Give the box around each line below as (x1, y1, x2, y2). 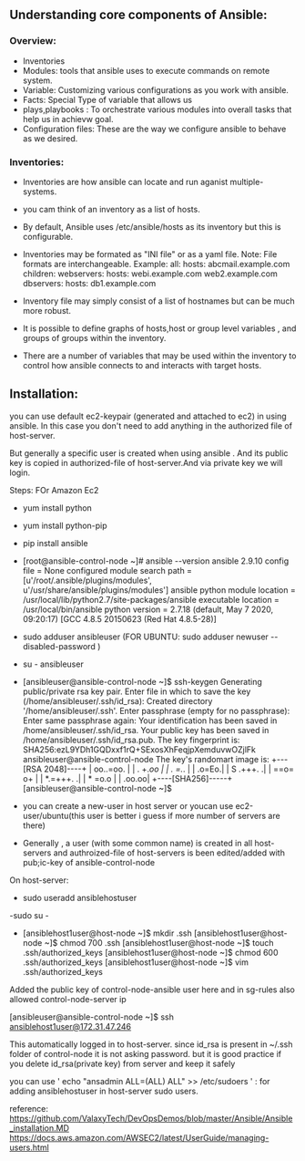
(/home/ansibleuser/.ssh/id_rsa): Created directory (22, 695, 213, 706)
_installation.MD (9, 1122, 70, 1134)
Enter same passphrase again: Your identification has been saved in (22, 715, 278, 726)
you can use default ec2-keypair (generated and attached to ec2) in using (9, 410, 287, 421)
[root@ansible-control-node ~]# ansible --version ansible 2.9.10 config (22, 555, 290, 566)
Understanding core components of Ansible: (9, 7, 268, 23)
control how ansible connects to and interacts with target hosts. (22, 359, 262, 370)
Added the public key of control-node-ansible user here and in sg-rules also (9, 984, 296, 995)
